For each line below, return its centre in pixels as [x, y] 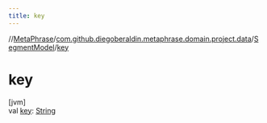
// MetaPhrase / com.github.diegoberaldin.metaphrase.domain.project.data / [131, 39]
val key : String [32, 110]
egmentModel [31, 47]
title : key [27, 16]
